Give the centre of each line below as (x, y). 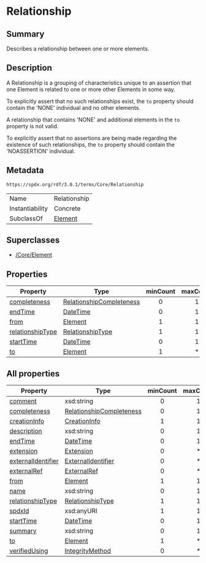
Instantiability (29, 208)
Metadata (25, 170)
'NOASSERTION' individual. (41, 151)
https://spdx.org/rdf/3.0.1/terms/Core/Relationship (75, 184)
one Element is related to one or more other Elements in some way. (91, 89)
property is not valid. (32, 126)
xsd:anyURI (81, 511)
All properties (33, 374)
